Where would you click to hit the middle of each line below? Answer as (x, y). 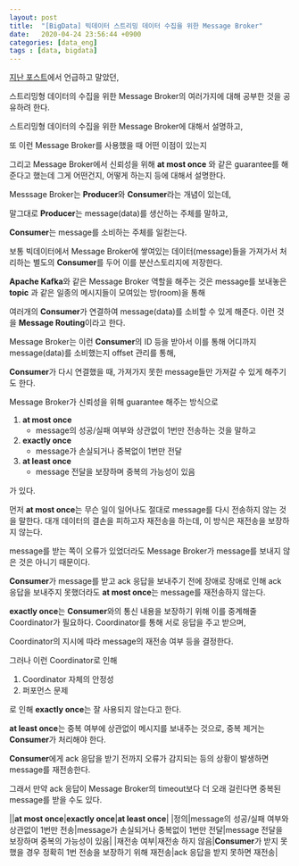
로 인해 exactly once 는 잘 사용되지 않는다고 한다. (96, 710)
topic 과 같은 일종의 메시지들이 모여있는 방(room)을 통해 (108, 293)
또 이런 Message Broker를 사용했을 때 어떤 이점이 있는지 (108, 146)
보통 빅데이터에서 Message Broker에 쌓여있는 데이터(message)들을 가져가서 (144, 252)
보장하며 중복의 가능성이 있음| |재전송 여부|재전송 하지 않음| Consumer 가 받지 (144, 841)
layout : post (33, 17)
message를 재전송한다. (50, 770)
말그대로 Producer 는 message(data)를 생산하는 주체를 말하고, (119, 213)
